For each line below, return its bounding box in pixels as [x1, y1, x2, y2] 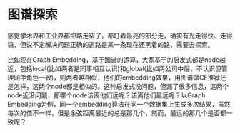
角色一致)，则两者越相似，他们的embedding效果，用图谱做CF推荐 [26, 73, 221, 82]
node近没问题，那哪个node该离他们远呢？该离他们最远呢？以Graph [7, 90, 206, 100]
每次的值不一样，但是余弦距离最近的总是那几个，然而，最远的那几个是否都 [7, 108, 226, 117]
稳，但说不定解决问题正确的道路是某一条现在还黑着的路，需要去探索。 [7, 40, 214, 48]
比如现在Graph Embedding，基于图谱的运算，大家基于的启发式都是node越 [7, 55, 226, 64]
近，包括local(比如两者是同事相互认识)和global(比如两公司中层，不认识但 [7, 64, 221, 73]
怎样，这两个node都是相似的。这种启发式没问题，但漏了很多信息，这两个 [13, 82, 229, 90]
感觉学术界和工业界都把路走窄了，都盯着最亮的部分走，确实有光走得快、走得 [7, 31, 233, 40]
